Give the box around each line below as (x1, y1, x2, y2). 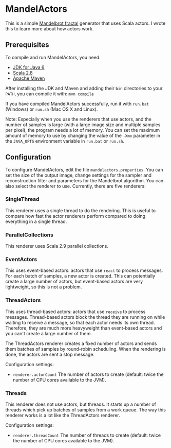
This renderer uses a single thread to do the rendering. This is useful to (5, 207, 156, 214)
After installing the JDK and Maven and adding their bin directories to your (5, 85, 163, 91)
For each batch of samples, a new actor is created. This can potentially (5, 273, 156, 279)
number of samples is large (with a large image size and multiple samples (5, 122, 161, 128)
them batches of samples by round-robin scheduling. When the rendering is (5, 346, 166, 352)
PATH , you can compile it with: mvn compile (5, 91, 94, 97)
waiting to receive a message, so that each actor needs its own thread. (5, 319, 155, 325)
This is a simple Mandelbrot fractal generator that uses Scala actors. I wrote (5, 20, 166, 26)
